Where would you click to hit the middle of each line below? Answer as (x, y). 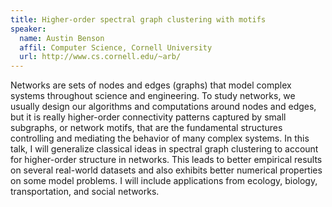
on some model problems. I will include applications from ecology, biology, (164, 181)
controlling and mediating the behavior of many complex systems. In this (160, 138)
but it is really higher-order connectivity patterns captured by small (148, 117)
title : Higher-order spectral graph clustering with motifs (138, 19)
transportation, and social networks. (85, 192)
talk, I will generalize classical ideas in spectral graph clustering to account (164, 149)
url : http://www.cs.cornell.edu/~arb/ (100, 57)
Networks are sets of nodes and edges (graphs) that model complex (151, 85)
